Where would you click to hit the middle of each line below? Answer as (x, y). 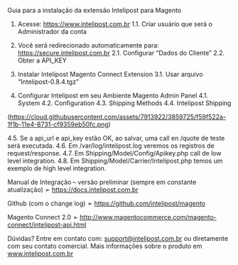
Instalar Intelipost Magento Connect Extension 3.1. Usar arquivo (110, 74)
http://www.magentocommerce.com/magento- (148, 217)
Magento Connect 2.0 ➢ (43, 217)
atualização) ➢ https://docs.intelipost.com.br (73, 190)
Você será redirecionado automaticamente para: (88, 45)
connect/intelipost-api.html (47, 225)
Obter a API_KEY (42, 60)
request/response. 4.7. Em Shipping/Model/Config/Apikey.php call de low (114, 153)
